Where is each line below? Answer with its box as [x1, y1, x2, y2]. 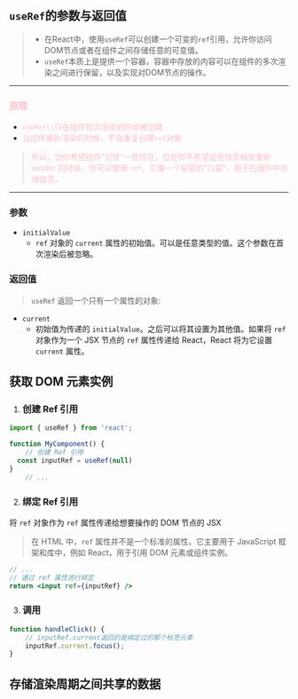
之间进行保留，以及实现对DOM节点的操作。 [51, 67, 211, 77]
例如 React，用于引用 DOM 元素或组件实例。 [69, 547, 233, 558]
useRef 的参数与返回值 [9, 8, 127, 24]
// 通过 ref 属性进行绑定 [9, 573, 95, 582]
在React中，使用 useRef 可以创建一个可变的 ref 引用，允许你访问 [43, 34, 272, 44]
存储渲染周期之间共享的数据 [9, 676, 161, 691]
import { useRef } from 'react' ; [9, 424, 133, 433]
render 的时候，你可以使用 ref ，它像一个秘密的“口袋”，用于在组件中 [30, 163, 281, 173]
